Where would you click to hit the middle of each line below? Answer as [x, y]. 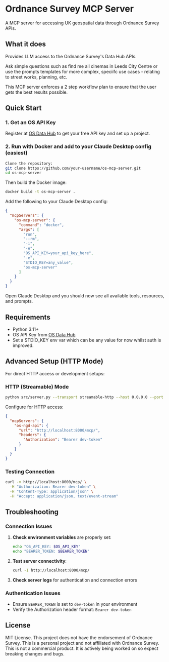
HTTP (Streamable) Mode [37, 386]
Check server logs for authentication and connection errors [75, 580]
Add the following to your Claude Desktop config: [57, 202]
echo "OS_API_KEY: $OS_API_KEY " [46, 547]
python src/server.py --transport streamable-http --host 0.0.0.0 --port [84, 397]
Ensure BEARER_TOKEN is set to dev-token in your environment [75, 604]
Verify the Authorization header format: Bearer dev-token [72, 610]
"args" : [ [29, 229]
